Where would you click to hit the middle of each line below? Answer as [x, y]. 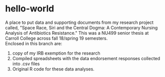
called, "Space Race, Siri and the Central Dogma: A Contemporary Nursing [82, 27]
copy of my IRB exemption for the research [56, 53]
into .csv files [26, 64]
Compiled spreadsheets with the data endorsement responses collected [86, 58]
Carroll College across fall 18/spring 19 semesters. [56, 38]
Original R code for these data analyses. [53, 69]
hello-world [30, 9]
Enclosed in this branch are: [34, 43]
